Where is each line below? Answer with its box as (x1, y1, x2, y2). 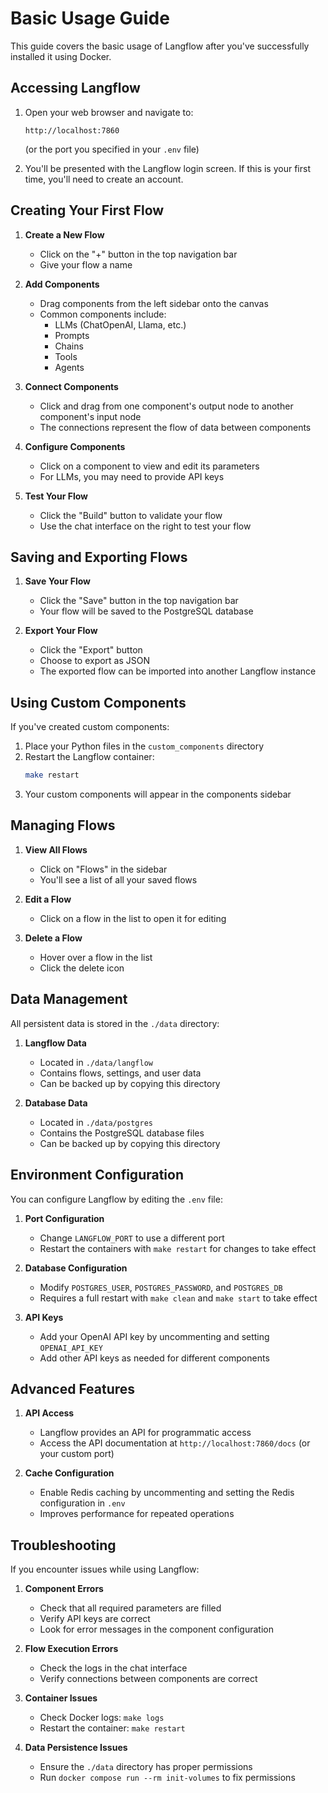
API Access (24, 1407, 75, 1419)
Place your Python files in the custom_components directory (24, 740, 265, 752)
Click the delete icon (39, 962, 125, 974)
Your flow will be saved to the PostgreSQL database (39, 605, 254, 617)
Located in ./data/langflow (39, 1056, 154, 1068)
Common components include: (39, 308, 167, 320)
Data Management (10, 991, 128, 1008)
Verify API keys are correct (39, 1613, 151, 1625)
